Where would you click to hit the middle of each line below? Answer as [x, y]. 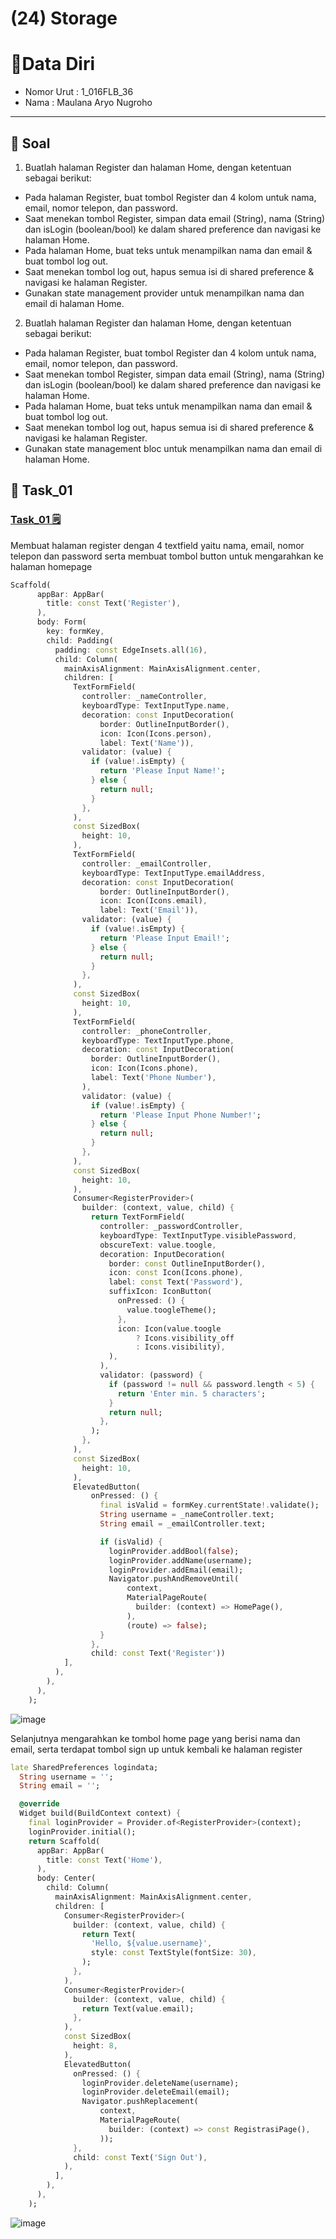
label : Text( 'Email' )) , [149, 910]
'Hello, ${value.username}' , [151, 1943]
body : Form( [61, 622]
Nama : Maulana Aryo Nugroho [88, 103]
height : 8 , [95, 2046]
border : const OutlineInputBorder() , [187, 1263]
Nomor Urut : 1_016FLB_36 [79, 92]
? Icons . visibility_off [185, 1338]
